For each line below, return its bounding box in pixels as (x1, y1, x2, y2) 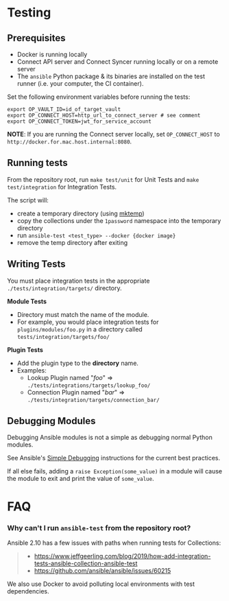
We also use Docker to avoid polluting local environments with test (7, 580, 195, 588)
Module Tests (7, 297, 47, 305)
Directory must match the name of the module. (16, 310, 149, 318)
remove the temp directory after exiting (16, 238, 128, 246)
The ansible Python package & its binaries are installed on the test (16, 72, 206, 80)
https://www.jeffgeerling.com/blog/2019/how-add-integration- (34, 552, 211, 560)
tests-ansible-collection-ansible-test (34, 559, 138, 567)
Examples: (16, 366, 47, 375)
